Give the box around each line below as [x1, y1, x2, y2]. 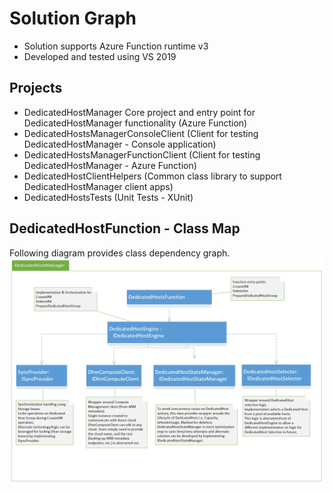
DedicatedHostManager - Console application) [23, 138, 217, 150]
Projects [9, 80, 63, 97]
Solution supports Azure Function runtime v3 [23, 40, 209, 52]
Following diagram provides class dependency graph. [9, 247, 231, 259]
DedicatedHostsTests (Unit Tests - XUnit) [23, 191, 194, 203]
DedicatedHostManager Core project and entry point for [23, 106, 256, 118]
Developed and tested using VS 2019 [23, 50, 177, 62]
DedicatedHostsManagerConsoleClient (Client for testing [23, 127, 259, 139]
